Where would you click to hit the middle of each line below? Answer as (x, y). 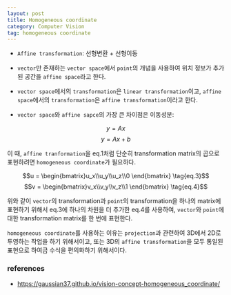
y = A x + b (116, 140)
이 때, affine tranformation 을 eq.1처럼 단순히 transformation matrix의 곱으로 (113, 153)
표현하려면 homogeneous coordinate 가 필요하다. (72, 162)
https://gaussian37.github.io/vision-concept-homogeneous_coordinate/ (119, 283)
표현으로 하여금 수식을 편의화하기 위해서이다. (67, 250)
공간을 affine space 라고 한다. (65, 77)
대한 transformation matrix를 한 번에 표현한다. (70, 218)
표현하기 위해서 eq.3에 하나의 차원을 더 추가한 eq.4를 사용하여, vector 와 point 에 (116, 210)
